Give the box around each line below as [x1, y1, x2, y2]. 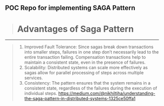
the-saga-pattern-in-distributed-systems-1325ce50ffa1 [24, 96, 136, 102]
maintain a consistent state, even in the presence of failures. [24, 59, 146, 65]
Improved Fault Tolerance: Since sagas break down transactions [24, 44, 154, 50]
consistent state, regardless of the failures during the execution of [24, 85, 157, 91]
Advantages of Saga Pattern [17, 23, 134, 35]
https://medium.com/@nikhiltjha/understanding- [58, 90, 156, 96]
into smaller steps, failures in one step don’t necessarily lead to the [24, 49, 159, 55]
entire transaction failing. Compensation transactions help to [24, 54, 146, 60]
